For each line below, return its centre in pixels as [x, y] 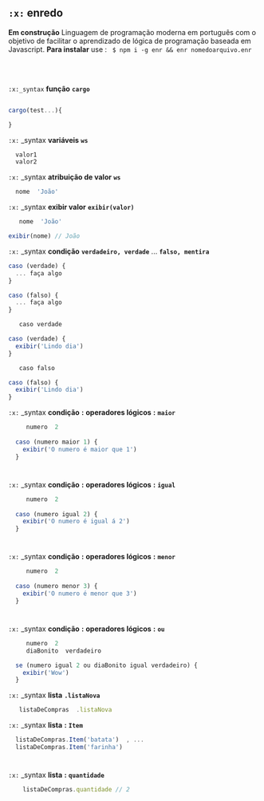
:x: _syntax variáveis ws [48, 140]
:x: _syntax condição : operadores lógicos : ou [87, 629]
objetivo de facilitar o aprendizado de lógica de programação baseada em [130, 41]
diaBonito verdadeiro [64, 651]
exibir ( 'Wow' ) [46, 673]
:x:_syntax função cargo [49, 89]
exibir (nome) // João [44, 236]
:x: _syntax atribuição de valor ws [65, 177]
